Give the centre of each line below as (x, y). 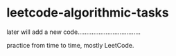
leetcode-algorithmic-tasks (88, 13)
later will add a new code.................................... (74, 32)
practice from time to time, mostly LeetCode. (70, 45)
